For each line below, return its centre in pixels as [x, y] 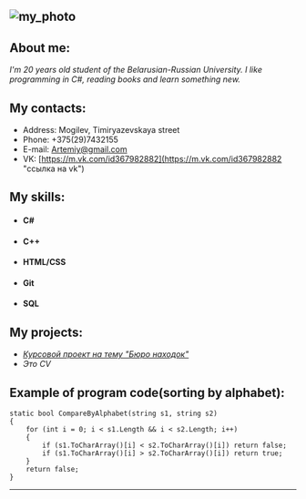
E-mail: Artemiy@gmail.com [75, 149]
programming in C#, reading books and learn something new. [125, 79]
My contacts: [48, 108]
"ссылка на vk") [53, 168]
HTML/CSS [44, 262]
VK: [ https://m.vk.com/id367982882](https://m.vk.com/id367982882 [152, 159]
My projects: [46, 332]
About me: [40, 48]
